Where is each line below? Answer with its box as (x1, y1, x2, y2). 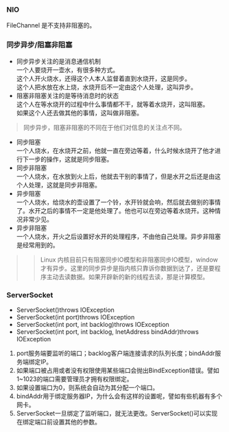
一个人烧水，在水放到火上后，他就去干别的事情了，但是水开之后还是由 (16, 172, 215, 180)
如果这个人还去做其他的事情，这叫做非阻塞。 (16, 109, 143, 117)
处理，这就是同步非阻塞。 (28, 181, 101, 189)
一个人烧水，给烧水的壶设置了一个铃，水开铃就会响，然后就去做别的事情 (16, 198, 221, 206)
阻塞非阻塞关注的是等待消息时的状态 (16, 91, 119, 100)
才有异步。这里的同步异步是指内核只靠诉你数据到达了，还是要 (40, 264, 215, 272)
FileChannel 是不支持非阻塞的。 (6, 21, 96, 30)
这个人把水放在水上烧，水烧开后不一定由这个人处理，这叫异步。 (16, 82, 197, 91)
